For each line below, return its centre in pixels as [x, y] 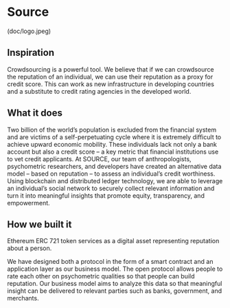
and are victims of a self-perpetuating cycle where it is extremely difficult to [114, 137]
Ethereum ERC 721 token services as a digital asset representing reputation [113, 241]
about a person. [30, 248]
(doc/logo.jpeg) [29, 31]
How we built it [39, 224]
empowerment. [28, 203]
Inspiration [31, 53]
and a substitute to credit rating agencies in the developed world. [99, 91]
